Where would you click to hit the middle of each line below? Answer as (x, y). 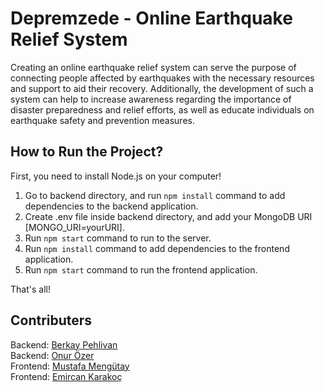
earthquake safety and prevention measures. (102, 120)
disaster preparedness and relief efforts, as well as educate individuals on (162, 109)
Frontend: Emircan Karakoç (66, 376)
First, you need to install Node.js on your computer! (116, 176)
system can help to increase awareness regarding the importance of (151, 99)
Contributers (51, 320)
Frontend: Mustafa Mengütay (70, 366)
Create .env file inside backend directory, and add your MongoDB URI (168, 216)
